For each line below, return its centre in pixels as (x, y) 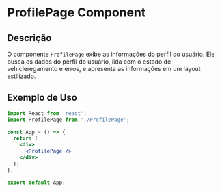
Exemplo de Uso (42, 98)
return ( (26, 138)
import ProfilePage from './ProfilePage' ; (68, 120)
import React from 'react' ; (47, 113)
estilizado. (22, 76)
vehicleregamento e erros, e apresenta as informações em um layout (104, 69)
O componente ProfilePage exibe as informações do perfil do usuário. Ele (111, 54)
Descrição (29, 38)
